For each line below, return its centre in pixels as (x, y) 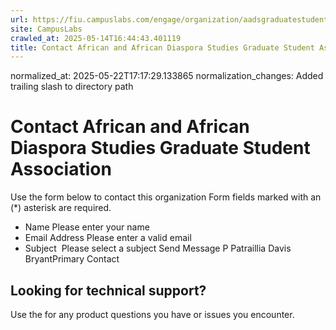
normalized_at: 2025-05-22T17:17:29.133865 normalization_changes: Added (167, 76)
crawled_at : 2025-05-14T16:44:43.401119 (96, 38)
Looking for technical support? (108, 290)
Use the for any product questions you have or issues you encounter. (152, 314)
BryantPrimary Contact (72, 259)
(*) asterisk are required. (61, 208)
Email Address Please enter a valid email (108, 238)
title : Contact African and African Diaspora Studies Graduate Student (162, 47)
